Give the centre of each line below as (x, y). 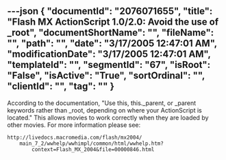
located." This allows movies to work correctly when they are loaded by (108, 117)
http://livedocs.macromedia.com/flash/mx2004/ (75, 137)
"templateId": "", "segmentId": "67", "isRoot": (109, 65)
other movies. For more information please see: (74, 125)
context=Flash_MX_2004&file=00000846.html (93, 149)
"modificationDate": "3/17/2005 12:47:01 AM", (109, 54)
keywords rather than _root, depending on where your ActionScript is (104, 110)
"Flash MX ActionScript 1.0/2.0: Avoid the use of (113, 22)
